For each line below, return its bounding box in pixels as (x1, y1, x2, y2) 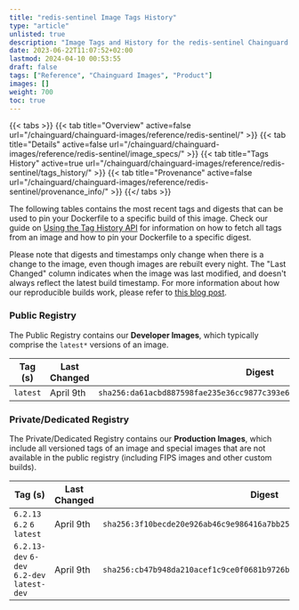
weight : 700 (9, 87, 53, 96)
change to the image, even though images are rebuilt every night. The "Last (9, 259, 287, 270)
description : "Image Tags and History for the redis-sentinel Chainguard (9, 37, 289, 47)
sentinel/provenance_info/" (9, 186, 109, 197)
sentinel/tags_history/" (9, 167, 93, 178)
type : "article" (9, 21, 69, 30)
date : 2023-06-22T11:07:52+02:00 (9, 46, 133, 55)
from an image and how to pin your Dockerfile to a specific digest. (9, 232, 252, 243)
